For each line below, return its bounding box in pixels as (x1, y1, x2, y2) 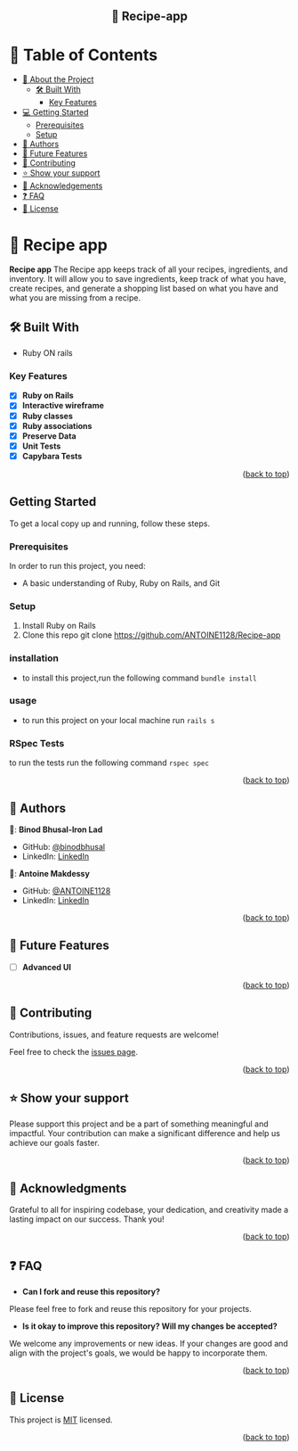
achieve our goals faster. (9, 1138, 100, 1149)
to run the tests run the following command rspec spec (9, 757, 209, 768)
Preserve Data (21, 430, 77, 441)
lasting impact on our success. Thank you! (9, 1214, 165, 1224)
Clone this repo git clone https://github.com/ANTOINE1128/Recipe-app (21, 630, 281, 640)
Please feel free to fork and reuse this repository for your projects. (9, 1304, 252, 1315)
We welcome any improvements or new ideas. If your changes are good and (9, 1339, 289, 1349)
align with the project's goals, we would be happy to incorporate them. (9, 1348, 269, 1358)
